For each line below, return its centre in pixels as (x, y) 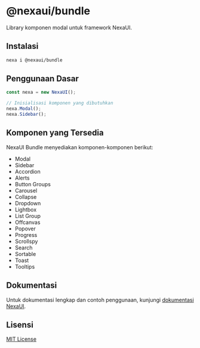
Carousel (26, 190)
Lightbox (26, 210)
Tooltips (25, 266)
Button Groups (33, 184)
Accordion (27, 171)
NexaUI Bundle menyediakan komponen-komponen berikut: (80, 147)
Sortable (25, 254)
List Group (27, 215)
